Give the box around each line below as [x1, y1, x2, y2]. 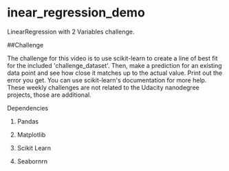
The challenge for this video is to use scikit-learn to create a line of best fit [7, 54, 218, 62]
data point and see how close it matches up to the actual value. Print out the [7, 69, 223, 77]
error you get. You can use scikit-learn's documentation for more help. [7, 76, 207, 84]
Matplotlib [17, 130, 46, 139]
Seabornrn [17, 157, 48, 166]
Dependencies [7, 104, 49, 112]
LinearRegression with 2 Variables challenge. [7, 27, 135, 36]
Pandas [17, 117, 39, 125]
